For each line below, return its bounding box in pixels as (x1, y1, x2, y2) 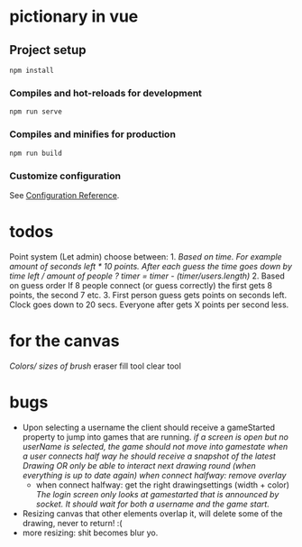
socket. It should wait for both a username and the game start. (35, 498, 270, 509)
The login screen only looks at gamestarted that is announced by (35, 488, 279, 499)
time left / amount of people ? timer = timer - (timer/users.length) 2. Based (9, 270, 286, 281)
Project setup (9, 42, 87, 58)
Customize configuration (9, 169, 122, 182)
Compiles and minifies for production (9, 128, 176, 141)
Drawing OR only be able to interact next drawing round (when (22, 460, 257, 470)
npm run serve (9, 107, 63, 116)
